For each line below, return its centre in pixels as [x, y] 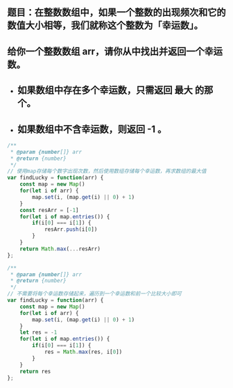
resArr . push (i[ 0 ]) [71, 229]
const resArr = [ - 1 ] [49, 210]
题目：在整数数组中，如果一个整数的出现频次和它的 [116, 13]
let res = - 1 [38, 332]
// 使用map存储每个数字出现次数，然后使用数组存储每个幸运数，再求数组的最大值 [107, 171]
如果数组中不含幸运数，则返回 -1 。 [92, 129]
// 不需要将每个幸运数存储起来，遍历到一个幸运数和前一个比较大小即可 [94, 294]
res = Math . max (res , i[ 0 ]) [83, 352]
